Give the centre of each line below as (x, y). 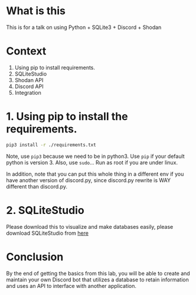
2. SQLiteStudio (45, 210)
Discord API (29, 86)
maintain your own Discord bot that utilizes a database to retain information (97, 280)
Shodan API (29, 80)
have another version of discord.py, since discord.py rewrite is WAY (89, 180)
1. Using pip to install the (67, 117)
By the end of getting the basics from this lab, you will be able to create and (98, 273)
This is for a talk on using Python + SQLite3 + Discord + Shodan (84, 27)
